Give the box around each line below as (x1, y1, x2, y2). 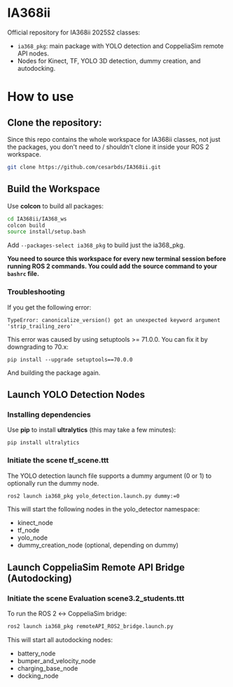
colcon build (7, 222, 45, 229)
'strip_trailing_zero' (7, 323, 73, 330)
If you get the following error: (7, 303, 92, 312)
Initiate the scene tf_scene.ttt (7, 455, 109, 465)
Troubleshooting (7, 287, 65, 297)
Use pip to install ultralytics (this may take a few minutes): (7, 426, 176, 434)
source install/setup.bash (7, 228, 86, 236)
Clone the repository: (7, 116, 102, 128)
